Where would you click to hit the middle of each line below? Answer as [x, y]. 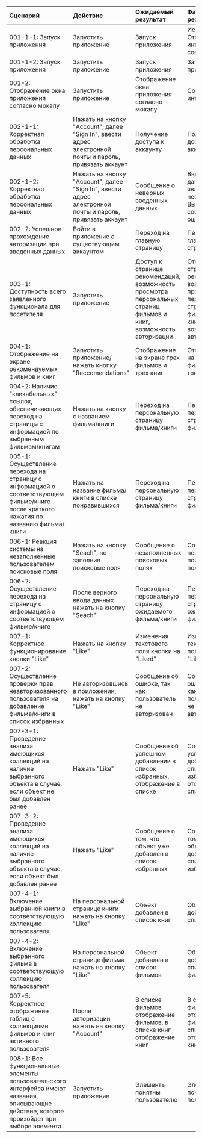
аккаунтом [88, 251]
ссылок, [21, 401]
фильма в [23, 964]
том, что [147, 838]
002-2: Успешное [35, 229]
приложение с [94, 236]
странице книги [96, 909]
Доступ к [148, 261]
